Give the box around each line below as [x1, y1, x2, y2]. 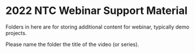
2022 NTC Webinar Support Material [5, 4, 188, 17]
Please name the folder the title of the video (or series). [5, 41, 139, 48]
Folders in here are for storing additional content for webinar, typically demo [5, 23, 190, 30]
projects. [5, 29, 27, 36]
